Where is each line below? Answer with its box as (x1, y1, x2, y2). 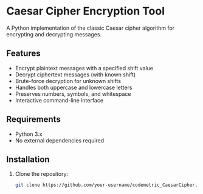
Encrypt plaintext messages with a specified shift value (15, 64, 154, 72)
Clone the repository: (15, 170, 69, 178)
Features (6, 48, 41, 59)
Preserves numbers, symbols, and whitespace (15, 90, 131, 98)
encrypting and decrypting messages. (6, 30, 102, 38)
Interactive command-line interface (15, 96, 104, 104)
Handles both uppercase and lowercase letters (15, 84, 132, 91)
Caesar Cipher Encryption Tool (6, 4, 165, 18)
